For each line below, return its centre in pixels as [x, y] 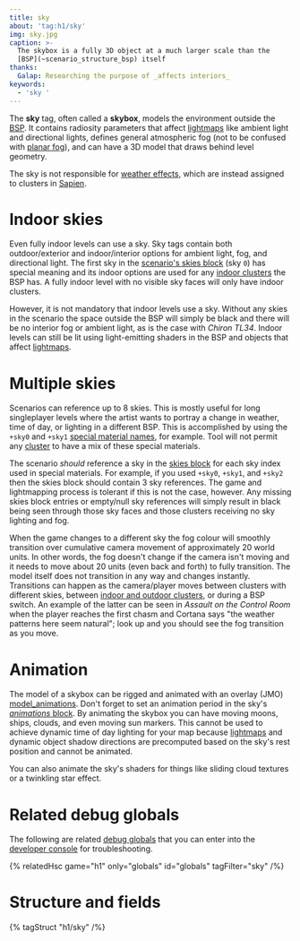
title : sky [30, 17]
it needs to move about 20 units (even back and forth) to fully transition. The [150, 566]
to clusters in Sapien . [48, 183]
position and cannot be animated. [71, 751]
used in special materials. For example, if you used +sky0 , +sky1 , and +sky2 [146, 473]
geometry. [28, 156]
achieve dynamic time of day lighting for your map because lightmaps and [146, 732]
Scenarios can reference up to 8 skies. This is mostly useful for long [135, 408]
